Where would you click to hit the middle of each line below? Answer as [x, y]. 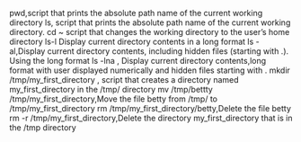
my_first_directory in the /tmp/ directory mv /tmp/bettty [111, 89]
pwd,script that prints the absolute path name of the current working [136, 13]
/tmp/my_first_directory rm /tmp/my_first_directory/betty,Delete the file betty [150, 108]
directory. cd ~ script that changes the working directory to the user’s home [150, 32]
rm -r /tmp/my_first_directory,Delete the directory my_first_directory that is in [151, 118]
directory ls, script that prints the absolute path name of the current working [150, 22]
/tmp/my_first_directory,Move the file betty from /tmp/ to [114, 99]
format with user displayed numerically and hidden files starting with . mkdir [150, 70]
